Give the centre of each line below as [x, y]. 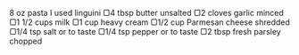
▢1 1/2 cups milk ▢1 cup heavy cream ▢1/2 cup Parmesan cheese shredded [149, 22]
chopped [26, 41]
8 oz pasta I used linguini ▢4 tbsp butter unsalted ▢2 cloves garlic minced [146, 13]
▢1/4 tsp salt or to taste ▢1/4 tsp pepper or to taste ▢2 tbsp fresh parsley [145, 31]
